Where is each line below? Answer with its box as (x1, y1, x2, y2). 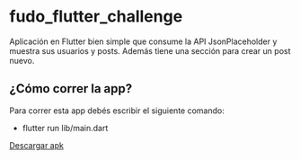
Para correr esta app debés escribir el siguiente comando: (9, 105, 225, 116)
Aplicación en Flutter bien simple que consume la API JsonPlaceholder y (9, 36, 278, 47)
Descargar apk (9, 139, 65, 150)
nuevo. (9, 55, 35, 66)
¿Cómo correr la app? (9, 81, 133, 96)
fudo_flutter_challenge (9, 6, 183, 27)
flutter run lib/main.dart (22, 122, 109, 133)
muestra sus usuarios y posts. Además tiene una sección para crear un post (9, 45, 291, 56)
